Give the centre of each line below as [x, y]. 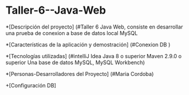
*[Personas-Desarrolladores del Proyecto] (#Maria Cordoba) [80, 74]
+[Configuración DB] [31, 85]
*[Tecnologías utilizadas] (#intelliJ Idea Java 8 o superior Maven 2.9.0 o [94, 56]
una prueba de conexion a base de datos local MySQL [72, 33]
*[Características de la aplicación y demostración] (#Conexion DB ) [88, 45]
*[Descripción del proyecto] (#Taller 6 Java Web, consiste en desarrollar [94, 27]
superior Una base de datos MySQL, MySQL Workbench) [75, 62]
